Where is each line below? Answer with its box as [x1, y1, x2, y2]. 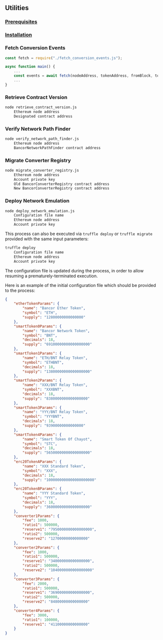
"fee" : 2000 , [22, 581, 49, 586]
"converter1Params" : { [14, 513, 60, 519]
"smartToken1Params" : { [14, 351, 62, 356]
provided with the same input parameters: [5, 236, 89, 242]
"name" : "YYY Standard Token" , [22, 491, 86, 496]
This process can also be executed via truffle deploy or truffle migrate [5, 231, 153, 237]
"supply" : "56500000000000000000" [22, 450, 92, 455]
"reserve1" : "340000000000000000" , [22, 558, 95, 564]
